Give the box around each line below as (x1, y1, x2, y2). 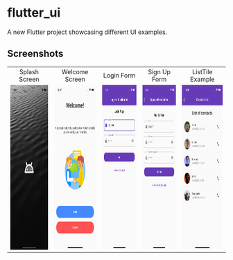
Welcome (61, 67, 89, 76)
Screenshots (7, 48, 64, 60)
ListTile (191, 67, 213, 76)
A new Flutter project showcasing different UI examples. (7, 28, 168, 36)
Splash (19, 67, 40, 76)
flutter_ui (7, 5, 61, 21)
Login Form (103, 71, 136, 79)
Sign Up (148, 67, 171, 76)
